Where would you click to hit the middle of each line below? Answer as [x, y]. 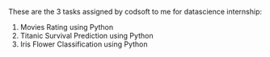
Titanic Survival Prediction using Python [86, 36]
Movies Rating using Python [67, 27]
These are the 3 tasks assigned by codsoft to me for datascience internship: [135, 12]
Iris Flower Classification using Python [84, 44]
